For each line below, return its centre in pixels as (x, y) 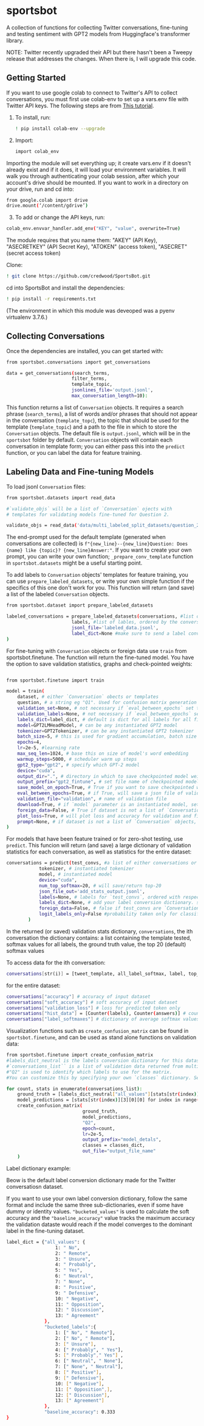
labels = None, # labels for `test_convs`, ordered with (110, 897)
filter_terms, (89, 379)
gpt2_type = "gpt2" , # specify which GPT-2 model (78, 765)
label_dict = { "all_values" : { (46, 1242)
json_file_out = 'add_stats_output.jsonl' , (92, 891)
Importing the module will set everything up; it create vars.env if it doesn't (99, 163)
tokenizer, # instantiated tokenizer (87, 869)
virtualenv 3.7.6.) (27, 317)
